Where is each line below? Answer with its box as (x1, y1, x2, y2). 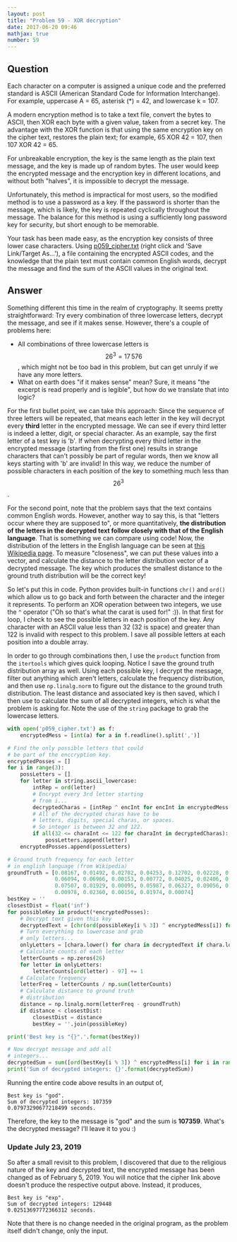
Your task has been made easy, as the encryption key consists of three (7, 234, 214, 243)
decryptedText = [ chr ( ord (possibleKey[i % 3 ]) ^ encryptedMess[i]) (20, 922, 222, 929)
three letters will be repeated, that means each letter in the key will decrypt (7, 414, 225, 423)
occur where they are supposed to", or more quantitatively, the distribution (7, 519, 226, 528)
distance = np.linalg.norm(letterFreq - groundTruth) (20, 1001, 181, 1008)
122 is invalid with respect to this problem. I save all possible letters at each (7, 630, 226, 639)
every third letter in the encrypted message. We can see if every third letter (7, 422, 227, 430)
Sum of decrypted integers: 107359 (7, 1098, 112, 1105)
